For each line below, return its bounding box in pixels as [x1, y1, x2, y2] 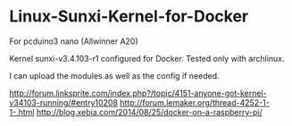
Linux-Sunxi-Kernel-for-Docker [9, 6, 248, 27]
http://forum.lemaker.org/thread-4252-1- [120, 97, 270, 108]
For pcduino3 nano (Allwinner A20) [9, 36, 138, 46]
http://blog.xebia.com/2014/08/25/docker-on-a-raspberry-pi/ [36, 106, 263, 117]
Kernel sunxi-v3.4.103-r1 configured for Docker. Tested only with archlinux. [9, 53, 285, 63]
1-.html [9, 106, 35, 117]
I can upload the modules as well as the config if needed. [9, 70, 221, 81]
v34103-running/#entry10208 [9, 97, 119, 108]
